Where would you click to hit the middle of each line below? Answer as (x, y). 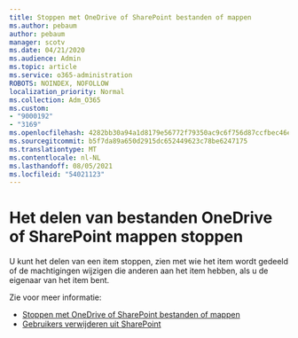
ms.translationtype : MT (53, 149)
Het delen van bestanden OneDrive (141, 218)
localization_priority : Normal (67, 91)
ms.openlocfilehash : (47, 133)
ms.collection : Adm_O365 (55, 100)
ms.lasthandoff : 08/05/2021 (61, 166)
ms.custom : (29, 108)
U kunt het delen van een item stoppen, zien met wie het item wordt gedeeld (149, 262)
